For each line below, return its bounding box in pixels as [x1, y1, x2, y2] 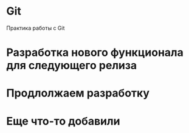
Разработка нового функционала [6, 46, 184, 60]
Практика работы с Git [6, 24, 65, 32]
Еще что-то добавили [6, 114, 120, 128]
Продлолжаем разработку [6, 86, 150, 100]
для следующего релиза [6, 59, 137, 72]
